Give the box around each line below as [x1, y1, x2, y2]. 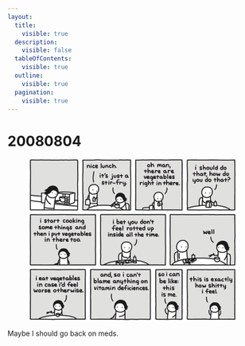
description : [14, 38, 58, 46]
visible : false [21, 46, 72, 55]
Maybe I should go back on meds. [7, 329, 119, 338]
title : [14, 21, 37, 29]
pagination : [14, 88, 55, 96]
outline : [14, 72, 44, 80]
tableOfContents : [14, 55, 72, 63]
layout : [7, 13, 33, 21]
